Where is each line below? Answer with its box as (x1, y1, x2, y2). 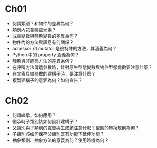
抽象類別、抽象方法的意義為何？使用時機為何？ (12, 137, 109, 143)
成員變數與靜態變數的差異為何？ (12, 33, 78, 39)
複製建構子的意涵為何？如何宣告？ (12, 77, 83, 83)
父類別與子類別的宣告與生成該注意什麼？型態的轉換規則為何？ (12, 124, 140, 131)
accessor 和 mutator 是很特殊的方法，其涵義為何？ (12, 45, 117, 51)
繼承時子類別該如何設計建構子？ (12, 118, 78, 124)
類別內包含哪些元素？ (12, 26, 56, 33)
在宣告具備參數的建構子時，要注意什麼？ (12, 70, 96, 77)
